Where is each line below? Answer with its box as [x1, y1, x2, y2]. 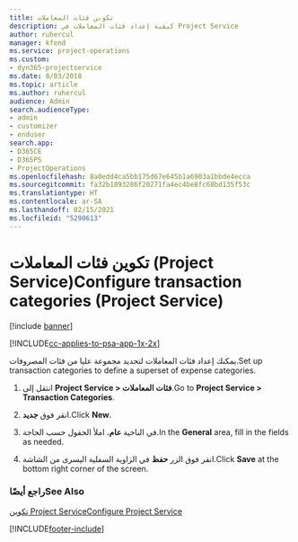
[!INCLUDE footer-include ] [9, 523, 105, 534]
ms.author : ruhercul [9, 88, 87, 97]
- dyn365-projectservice [9, 64, 102, 73]
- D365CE [9, 147, 42, 155]
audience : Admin [9, 96, 70, 106]
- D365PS [9, 155, 42, 164]
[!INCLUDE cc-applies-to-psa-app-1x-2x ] [9, 338, 161, 349]
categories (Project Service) [9, 290, 224, 311]
